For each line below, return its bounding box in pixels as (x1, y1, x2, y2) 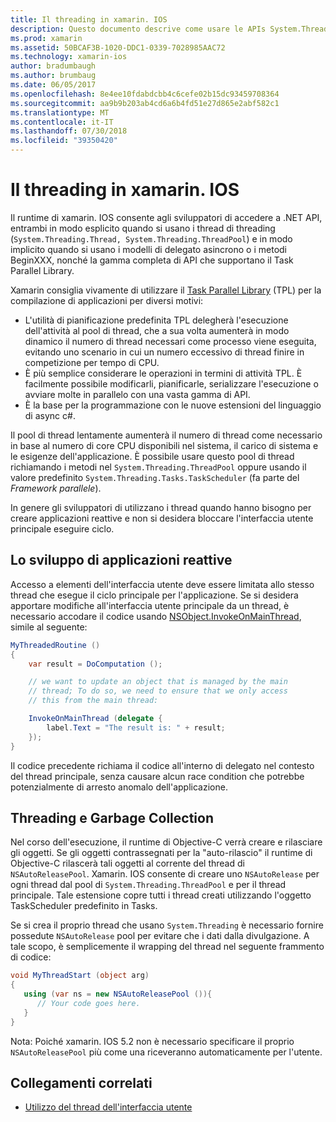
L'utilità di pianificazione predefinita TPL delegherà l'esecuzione (24, 314, 289, 326)
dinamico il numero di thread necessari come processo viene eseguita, (24, 335, 317, 347)
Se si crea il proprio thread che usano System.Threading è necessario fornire (10, 919, 324, 931)
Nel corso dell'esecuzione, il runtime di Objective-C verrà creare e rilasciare (10, 836, 323, 848)
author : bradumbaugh (10, 61, 97, 71)
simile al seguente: (10, 621, 88, 633)
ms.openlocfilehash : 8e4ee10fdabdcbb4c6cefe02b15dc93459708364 (10, 89, 280, 99)
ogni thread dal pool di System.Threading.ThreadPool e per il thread (10, 879, 287, 891)
